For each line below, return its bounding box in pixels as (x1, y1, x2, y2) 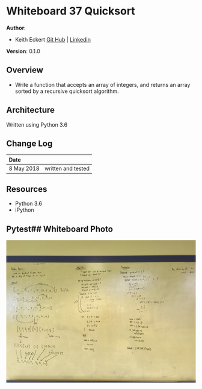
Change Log (6, 138, 53, 148)
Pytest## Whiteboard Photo (6, 224, 113, 234)
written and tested (44, 165, 90, 172)
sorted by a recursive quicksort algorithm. (14, 87, 119, 95)
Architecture (6, 105, 55, 115)
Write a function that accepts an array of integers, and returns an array (14, 81, 191, 88)
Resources (6, 184, 47, 194)
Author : (6, 24, 26, 31)
